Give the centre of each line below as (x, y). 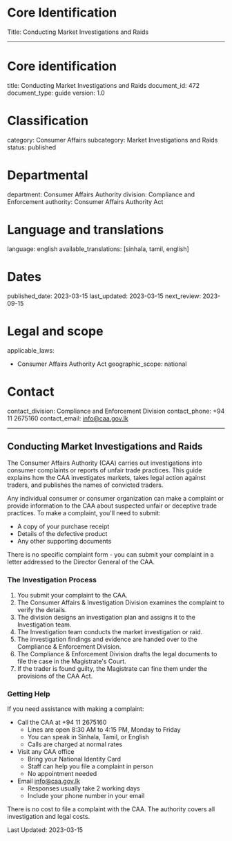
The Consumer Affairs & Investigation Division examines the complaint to (120, 602)
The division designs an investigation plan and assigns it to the (106, 617)
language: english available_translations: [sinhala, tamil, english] (98, 249)
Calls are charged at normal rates (75, 744)
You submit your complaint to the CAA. (72, 595)
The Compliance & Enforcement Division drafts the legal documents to (117, 654)
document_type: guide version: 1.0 (56, 93)
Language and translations (86, 229)
